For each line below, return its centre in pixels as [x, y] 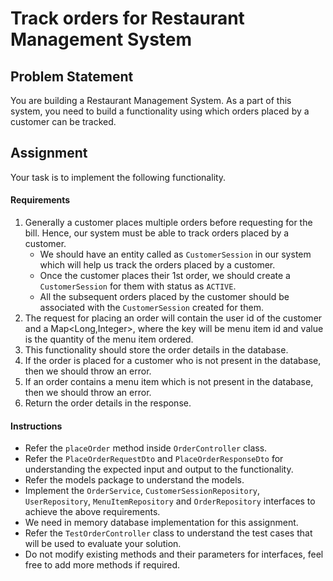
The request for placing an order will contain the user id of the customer [173, 318]
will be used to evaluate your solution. [103, 544]
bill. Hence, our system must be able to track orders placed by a [157, 233]
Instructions [36, 426]
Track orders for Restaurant [127, 18]
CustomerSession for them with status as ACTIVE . [138, 286]
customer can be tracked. [63, 121]
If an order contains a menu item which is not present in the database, [169, 382]
